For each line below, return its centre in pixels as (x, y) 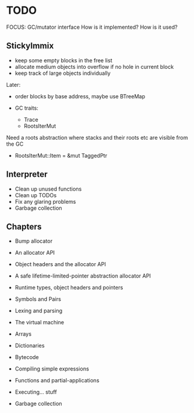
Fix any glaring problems (45, 201)
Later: (13, 85)
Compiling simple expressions (52, 369)
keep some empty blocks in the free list (63, 60)
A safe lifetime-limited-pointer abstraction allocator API (83, 276)
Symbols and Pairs (38, 299)
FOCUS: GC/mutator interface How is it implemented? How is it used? (92, 27)
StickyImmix (30, 46)
